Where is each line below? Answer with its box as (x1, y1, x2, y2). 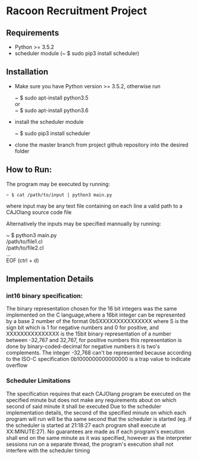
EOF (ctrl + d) (6, 257, 40, 264)
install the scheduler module (14, 118, 84, 125)
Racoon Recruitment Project (6, 4, 147, 18)
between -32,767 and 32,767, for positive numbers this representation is (6, 337, 182, 344)
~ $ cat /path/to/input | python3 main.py (6, 191, 112, 198)
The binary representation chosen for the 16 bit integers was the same (6, 305, 177, 312)
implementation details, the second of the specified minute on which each (6, 409, 186, 416)
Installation (6, 67, 48, 77)
